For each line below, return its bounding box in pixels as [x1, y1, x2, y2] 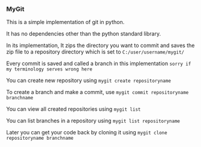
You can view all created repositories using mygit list [6, 105, 141, 113]
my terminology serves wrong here [6, 66, 93, 72]
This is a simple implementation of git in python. [6, 19, 125, 26]
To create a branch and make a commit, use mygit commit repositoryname [6, 89, 189, 96]
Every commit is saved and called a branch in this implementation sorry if [6, 60, 191, 67]
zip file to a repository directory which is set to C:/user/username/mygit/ [6, 48, 185, 55]
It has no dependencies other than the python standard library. [6, 30, 161, 37]
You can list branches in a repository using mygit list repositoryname [6, 117, 180, 125]
